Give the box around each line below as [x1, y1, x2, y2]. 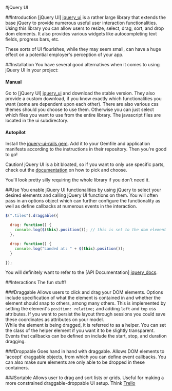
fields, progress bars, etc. [5, 36, 60, 42]
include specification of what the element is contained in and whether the [5, 295, 161, 301]
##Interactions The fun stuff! [5, 280, 66, 286]
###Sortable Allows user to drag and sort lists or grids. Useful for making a [5, 375, 164, 381]
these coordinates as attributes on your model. [5, 316, 104, 323]
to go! [5, 152, 18, 158]
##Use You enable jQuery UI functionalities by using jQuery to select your [5, 187, 162, 193]
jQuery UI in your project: [5, 67, 59, 73]
